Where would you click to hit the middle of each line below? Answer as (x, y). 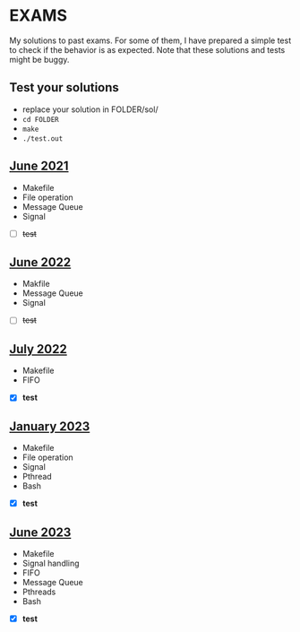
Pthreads (39, 592)
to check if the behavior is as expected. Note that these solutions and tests (147, 49)
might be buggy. (39, 59)
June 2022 (40, 262)
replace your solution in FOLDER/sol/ (90, 109)
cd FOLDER (41, 119)
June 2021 (39, 166)
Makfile (36, 284)
